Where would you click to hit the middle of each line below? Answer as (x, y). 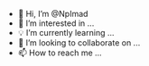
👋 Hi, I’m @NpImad (53, 14)
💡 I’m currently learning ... (66, 33)
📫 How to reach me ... (60, 53)
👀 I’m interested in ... (56, 23)
